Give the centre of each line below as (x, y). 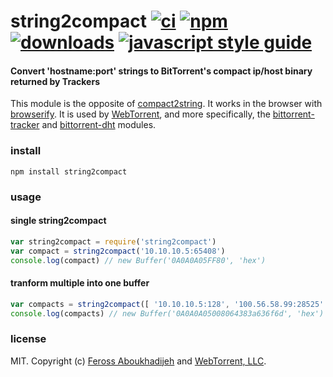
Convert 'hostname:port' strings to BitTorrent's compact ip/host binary (161, 71)
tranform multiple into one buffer (80, 283)
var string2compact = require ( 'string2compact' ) (113, 241)
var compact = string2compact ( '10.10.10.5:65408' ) (118, 251)
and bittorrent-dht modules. (99, 125)
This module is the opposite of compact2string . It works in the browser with (166, 104)
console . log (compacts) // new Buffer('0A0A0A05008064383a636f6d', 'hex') (167, 313)
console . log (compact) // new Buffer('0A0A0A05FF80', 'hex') (138, 260)
